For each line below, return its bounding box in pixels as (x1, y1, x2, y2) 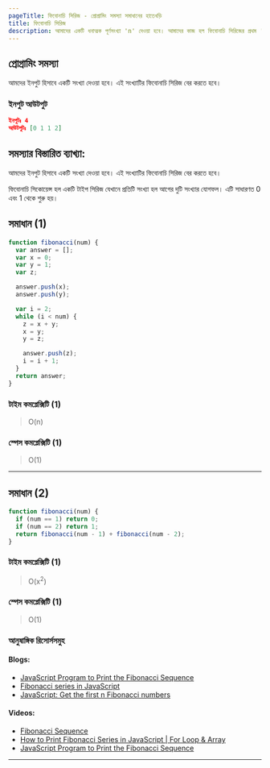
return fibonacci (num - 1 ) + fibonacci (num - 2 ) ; (15, 529, 185, 538)
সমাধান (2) (8, 486, 50, 500)
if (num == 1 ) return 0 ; (15, 515, 99, 524)
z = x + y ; (22, 320, 59, 328)
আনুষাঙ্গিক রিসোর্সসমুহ (8, 634, 65, 646)
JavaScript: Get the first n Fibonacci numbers (19, 690, 171, 700)
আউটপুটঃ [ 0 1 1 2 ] (8, 124, 63, 133)
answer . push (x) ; (15, 283, 70, 291)
